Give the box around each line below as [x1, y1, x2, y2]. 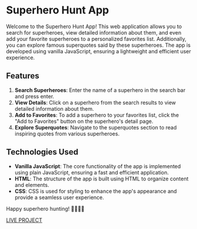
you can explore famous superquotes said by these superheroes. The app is [6, 42, 191, 49]
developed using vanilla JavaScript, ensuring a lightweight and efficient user [6, 47, 191, 54]
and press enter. [14, 93, 55, 100]
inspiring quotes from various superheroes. [14, 130, 120, 137]
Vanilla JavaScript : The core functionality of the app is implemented [14, 162, 181, 170]
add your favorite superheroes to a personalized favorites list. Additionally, [6, 35, 186, 42]
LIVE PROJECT [6, 216, 43, 223]
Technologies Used [6, 147, 78, 157]
